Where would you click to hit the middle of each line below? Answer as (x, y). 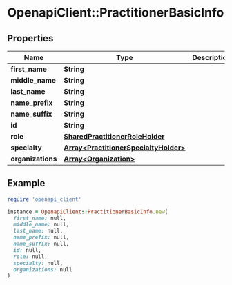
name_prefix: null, (41, 237)
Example (26, 183)
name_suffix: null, (41, 244)
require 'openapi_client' (44, 199)
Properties (30, 38)
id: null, (27, 250)
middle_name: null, (41, 225)
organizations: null (43, 269)
